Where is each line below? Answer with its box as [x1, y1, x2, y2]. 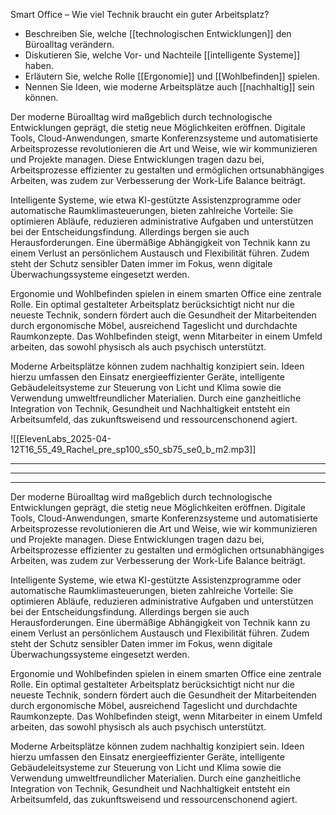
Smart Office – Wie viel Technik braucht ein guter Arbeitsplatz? [10, 9, 270, 20]
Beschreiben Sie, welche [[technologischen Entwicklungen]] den [24, 28, 292, 39]
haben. [24, 60, 54, 71]
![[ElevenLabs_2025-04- [10, 433, 112, 444]
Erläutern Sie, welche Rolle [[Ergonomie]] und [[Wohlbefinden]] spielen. [24, 70, 320, 82]
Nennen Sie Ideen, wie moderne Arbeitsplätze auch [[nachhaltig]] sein [24, 81, 315, 93]
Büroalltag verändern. [24, 39, 115, 50]
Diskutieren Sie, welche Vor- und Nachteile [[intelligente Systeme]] [24, 49, 301, 61]
